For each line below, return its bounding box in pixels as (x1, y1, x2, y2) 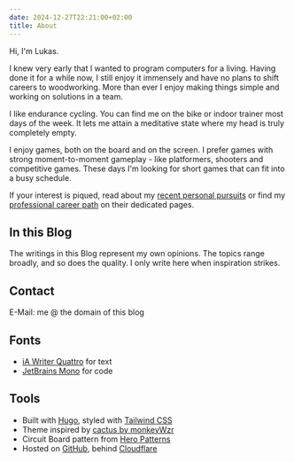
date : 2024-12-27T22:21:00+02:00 (9, 12, 133, 22)
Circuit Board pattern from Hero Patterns (21, 434, 171, 444)
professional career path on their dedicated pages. (9, 199, 195, 209)
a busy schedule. (9, 172, 73, 183)
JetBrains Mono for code (21, 365, 113, 376)
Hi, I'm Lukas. (9, 45, 59, 56)
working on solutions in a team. (9, 90, 124, 102)
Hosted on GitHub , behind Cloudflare (21, 442, 158, 453)
